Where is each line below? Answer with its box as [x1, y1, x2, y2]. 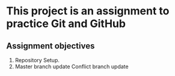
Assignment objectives [6, 41, 95, 51]
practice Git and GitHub [6, 17, 126, 31]
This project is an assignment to [6, 4, 170, 18]
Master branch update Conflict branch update [14, 63, 129, 70]
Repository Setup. [14, 57, 60, 63]
